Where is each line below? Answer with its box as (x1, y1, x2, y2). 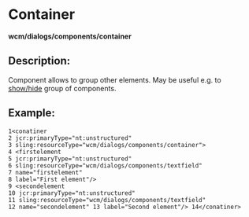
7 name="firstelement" (8, 168, 83, 176)
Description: (8, 54, 71, 68)
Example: (8, 106, 55, 120)
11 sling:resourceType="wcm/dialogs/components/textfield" (8, 196, 206, 204)
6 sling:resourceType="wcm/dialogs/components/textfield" (8, 161, 203, 170)
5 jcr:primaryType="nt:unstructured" (8, 155, 132, 163)
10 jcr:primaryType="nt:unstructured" (8, 189, 136, 197)
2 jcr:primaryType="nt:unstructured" (8, 134, 132, 142)
